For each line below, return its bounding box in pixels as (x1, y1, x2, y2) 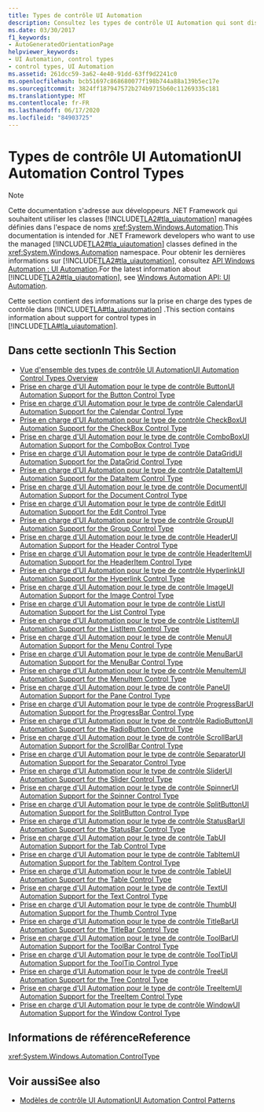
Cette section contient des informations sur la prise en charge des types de (8, 296, 253, 305)
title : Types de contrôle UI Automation (8, 11, 143, 20)
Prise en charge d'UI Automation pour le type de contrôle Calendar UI (19, 398, 244, 407)
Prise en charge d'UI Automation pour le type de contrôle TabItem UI (19, 849, 240, 859)
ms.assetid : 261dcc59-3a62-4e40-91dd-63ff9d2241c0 (8, 70, 178, 78)
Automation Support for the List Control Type (19, 607, 166, 617)
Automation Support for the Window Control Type (19, 1008, 181, 1018)
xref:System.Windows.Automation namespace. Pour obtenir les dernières (8, 247, 246, 256)
